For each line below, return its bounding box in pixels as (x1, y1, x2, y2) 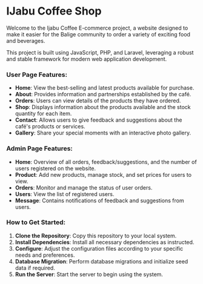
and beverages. (6, 37, 45, 44)
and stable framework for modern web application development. (6, 55, 167, 62)
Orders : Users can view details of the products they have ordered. (15, 97, 181, 104)
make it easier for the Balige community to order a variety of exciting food (6, 30, 191, 38)
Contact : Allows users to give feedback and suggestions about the (15, 116, 182, 124)
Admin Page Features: (6, 144, 73, 153)
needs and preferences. (15, 251, 75, 259)
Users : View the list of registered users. (15, 190, 115, 197)
